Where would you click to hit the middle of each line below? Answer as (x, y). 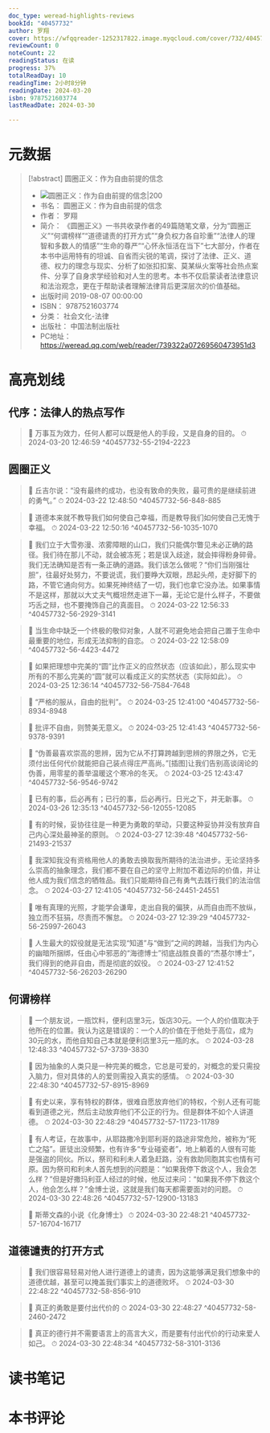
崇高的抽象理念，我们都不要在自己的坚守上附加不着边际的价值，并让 (148, 870)
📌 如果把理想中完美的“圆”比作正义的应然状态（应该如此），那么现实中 (142, 666)
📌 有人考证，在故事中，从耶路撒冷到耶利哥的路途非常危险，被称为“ (139, 1139)
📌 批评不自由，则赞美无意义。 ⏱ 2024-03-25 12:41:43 (117, 727)
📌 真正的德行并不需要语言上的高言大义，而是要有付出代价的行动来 (137, 1333)
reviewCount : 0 (34, 46)
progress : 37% (32, 68)
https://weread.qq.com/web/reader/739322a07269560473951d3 (148, 346)
